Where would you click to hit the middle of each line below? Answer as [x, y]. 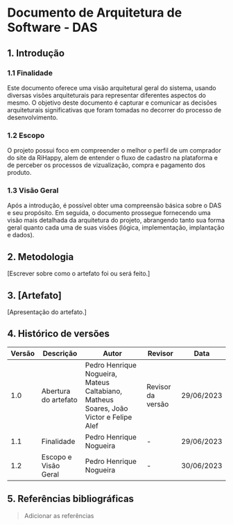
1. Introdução [36, 53]
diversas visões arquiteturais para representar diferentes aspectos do [107, 95]
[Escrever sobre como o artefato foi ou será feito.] [79, 274]
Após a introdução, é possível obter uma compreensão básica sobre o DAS [114, 205]
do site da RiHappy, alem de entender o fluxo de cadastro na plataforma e [113, 158]
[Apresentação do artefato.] [47, 312]
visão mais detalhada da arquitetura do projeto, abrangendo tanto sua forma [116, 221]
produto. [19, 173]
